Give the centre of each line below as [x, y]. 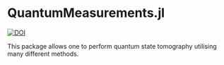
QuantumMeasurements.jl [86, 13]
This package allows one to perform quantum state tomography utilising [112, 46]
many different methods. [43, 54]
